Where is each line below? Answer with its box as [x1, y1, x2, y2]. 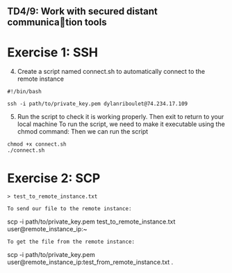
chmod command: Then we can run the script [17, 127, 149, 136]
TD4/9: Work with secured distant [7, 6, 158, 17]
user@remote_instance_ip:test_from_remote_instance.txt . [7, 258, 174, 267]
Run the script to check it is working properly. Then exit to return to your [17, 113, 224, 121]
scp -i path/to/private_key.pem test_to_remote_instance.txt [7, 217, 176, 226]
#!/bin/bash [7, 88, 42, 95]
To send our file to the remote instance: [7, 205, 132, 212]
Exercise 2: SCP [7, 170, 101, 186]
